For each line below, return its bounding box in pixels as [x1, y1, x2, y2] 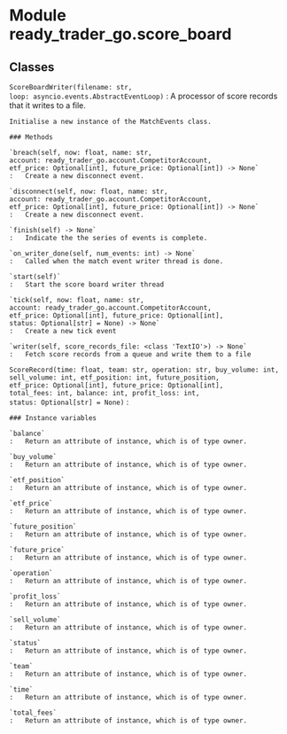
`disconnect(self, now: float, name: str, [9, 187, 168, 196]
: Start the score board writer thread [9, 280, 165, 289]
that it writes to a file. [9, 100, 87, 111]
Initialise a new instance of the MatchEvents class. [9, 117, 213, 126]
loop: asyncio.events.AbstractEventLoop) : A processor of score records [9, 90, 278, 101]
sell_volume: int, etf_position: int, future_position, [9, 373, 220, 382]
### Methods [9, 133, 53, 142]
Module [9, 5, 66, 26]
